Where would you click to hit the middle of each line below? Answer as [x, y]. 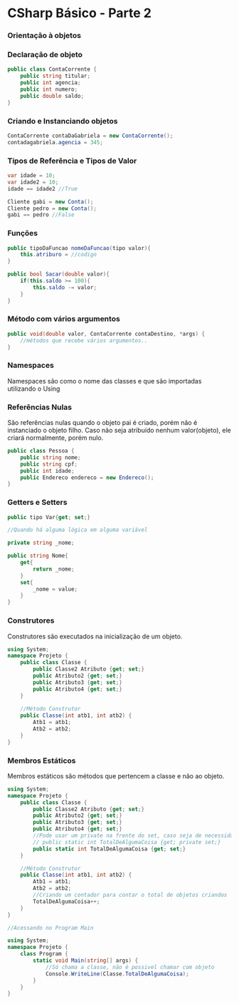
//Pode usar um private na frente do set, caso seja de [117, 836]
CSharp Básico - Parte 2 [79, 13]
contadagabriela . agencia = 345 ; [55, 142]
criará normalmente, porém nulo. [55, 438]
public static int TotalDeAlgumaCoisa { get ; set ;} [110, 849]
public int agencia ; [51, 83]
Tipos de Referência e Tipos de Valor [72, 161]
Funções [22, 234]
